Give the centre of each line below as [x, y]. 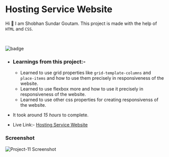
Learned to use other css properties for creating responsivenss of [89, 100]
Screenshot [20, 138]
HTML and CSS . [19, 28]
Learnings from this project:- [49, 61]
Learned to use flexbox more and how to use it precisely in [82, 89]
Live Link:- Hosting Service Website [50, 125]
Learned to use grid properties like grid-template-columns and [86, 73]
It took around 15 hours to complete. [51, 115]
